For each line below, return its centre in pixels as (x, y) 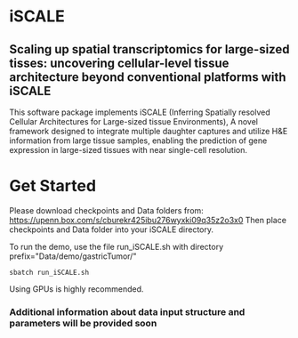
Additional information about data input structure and (127, 311)
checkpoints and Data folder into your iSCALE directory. (112, 229)
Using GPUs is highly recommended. (77, 289)
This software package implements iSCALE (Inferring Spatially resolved (140, 112)
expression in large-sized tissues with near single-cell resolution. (128, 150)
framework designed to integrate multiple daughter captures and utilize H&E (149, 131)
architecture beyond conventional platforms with (148, 77)
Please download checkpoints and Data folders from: (107, 210)
